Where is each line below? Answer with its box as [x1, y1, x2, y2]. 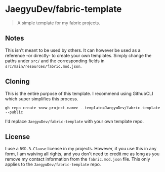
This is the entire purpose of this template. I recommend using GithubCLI [5, 90, 153, 96]
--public [5, 110, 23, 115]
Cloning [5, 78, 30, 86]
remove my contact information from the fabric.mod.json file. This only [5, 156, 151, 162]
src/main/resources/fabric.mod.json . [5, 63, 82, 69]
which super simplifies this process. [5, 95, 78, 102]
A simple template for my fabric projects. [17, 20, 100, 26]
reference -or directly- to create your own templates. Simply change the [5, 52, 152, 58]
